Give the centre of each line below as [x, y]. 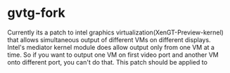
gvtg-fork [36, 13]
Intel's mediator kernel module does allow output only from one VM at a [111, 47]
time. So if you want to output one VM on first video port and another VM [113, 55]
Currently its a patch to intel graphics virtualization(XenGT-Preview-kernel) [115, 32]
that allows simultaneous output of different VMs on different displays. [109, 39]
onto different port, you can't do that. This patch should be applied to [107, 62]
